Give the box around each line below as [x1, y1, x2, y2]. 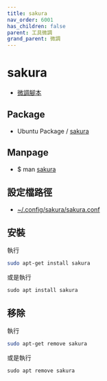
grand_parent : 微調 [7, 36, 61, 42]
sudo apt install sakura [7, 287, 78, 294]
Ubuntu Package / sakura [16, 127, 89, 135]
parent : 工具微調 [7, 29, 53, 36]
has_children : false [7, 23, 67, 29]
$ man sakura [16, 165, 56, 173]
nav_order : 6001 [7, 16, 53, 23]
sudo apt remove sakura [7, 367, 75, 374]
